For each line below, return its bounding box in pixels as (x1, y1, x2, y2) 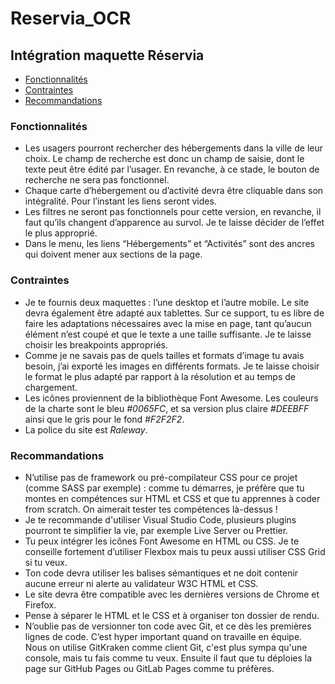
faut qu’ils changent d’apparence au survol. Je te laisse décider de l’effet (24, 217, 325, 229)
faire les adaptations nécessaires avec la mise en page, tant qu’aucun (24, 317, 312, 329)
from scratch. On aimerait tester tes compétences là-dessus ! (24, 503, 278, 515)
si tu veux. (24, 556, 68, 568)
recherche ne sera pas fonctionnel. (24, 174, 170, 186)
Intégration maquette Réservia (10, 47, 205, 64)
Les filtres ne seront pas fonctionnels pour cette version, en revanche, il (24, 206, 322, 218)
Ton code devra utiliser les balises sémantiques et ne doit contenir (24, 567, 299, 579)
